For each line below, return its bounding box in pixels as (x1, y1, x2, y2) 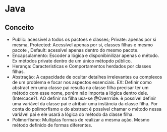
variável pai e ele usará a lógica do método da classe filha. (12, 111, 134, 117)
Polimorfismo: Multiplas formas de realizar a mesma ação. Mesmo (12, 117, 150, 122)
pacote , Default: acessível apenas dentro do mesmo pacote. (12, 47, 139, 53)
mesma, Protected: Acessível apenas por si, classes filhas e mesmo (12, 42, 153, 48)
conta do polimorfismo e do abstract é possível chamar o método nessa (12, 106, 162, 112)
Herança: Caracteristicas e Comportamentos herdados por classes (12, 63, 151, 69)
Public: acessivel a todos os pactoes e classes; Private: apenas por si (12, 36, 156, 42)
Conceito (5, 23, 34, 32)
